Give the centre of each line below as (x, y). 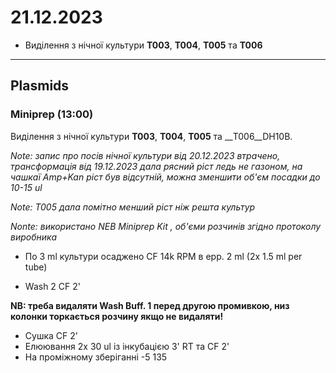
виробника (34, 237)
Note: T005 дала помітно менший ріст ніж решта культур (133, 207)
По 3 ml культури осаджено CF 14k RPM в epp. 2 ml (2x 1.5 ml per (163, 256)
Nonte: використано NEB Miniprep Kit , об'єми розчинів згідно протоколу (166, 226)
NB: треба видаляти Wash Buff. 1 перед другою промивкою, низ (150, 305)
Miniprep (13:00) (52, 114)
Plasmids (40, 86)
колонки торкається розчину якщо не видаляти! (117, 316)
